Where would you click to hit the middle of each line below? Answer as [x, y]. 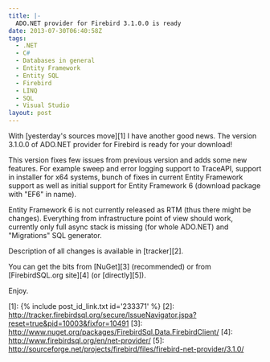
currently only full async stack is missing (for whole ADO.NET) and [119, 227]
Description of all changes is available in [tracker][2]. [96, 251]
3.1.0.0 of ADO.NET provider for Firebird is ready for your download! [121, 144]
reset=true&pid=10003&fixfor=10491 [69, 323]
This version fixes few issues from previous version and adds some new [128, 160]
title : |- [25, 16]
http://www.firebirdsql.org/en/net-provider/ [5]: [86, 340]
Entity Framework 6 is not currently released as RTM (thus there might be [130, 210]
